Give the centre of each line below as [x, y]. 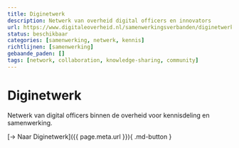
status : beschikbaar [38, 34]
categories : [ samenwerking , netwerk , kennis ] [76, 41]
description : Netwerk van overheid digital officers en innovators [110, 21]
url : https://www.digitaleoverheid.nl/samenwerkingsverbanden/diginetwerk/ [122, 27]
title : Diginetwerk [36, 14]
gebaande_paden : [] [36, 54]
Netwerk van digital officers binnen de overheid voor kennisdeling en [108, 115]
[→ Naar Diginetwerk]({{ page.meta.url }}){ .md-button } [90, 137]
